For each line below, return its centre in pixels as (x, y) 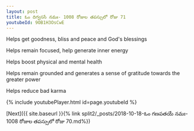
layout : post (22, 11)
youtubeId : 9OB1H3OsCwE (35, 22)
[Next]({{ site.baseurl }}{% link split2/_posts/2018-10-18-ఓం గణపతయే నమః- (97, 114)
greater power (23, 79)
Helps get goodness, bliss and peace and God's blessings (77, 39)
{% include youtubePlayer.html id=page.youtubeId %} (72, 102)
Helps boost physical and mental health (54, 62)
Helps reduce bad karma (36, 91)
